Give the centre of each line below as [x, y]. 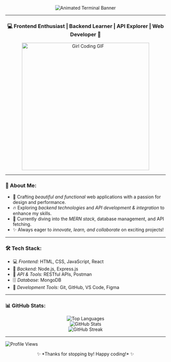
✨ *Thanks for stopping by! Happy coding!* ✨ [85, 354]
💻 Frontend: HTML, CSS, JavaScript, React [58, 261]
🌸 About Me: [21, 186]
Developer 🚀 [85, 34]
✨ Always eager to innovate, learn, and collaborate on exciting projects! [88, 229]
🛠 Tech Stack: [23, 248]
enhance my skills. [32, 213]
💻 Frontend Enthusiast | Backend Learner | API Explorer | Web [85, 26]
